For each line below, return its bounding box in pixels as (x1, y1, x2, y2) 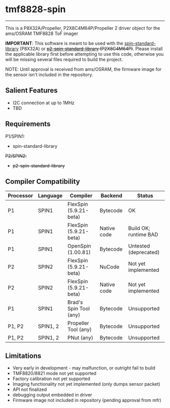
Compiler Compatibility (5, 177, 80, 186)
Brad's (67, 299, 83, 306)
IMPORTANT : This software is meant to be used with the (5, 40, 123, 46)
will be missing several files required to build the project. (5, 56, 123, 62)
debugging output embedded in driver (12, 392, 93, 398)
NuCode (99, 263, 120, 270)
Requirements (5, 120, 51, 129)
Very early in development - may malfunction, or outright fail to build (12, 365, 156, 371)
